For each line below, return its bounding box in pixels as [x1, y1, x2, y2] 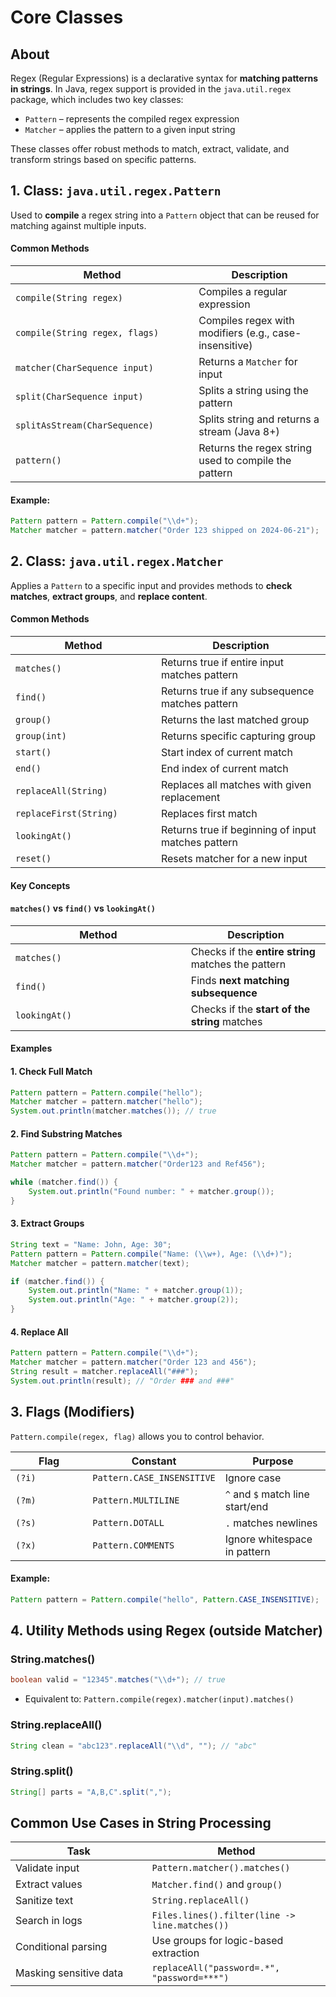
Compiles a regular [198, 285, 288, 299]
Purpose [252, 1454, 294, 1468]
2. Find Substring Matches [10, 1127, 123, 1140]
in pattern [224, 1544, 271, 1558]
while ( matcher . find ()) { [10, 1177, 118, 1188]
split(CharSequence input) [15, 391, 144, 403]
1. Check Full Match [10, 1065, 93, 1077]
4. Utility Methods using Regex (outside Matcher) [10, 1622, 323, 1640]
